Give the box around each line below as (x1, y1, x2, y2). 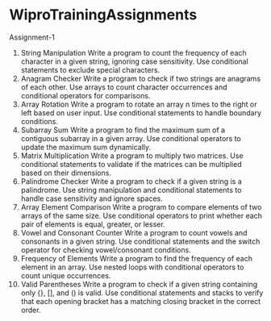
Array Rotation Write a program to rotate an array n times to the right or (20, 99, 257, 109)
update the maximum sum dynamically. (20, 142, 152, 152)
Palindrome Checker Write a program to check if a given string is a (20, 176, 243, 186)
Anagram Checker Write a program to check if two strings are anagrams (20, 73, 261, 83)
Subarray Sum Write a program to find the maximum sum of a (20, 125, 225, 135)
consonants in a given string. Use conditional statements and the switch (20, 236, 261, 246)
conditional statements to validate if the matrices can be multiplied (20, 159, 242, 169)
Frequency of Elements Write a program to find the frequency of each (20, 253, 253, 263)
